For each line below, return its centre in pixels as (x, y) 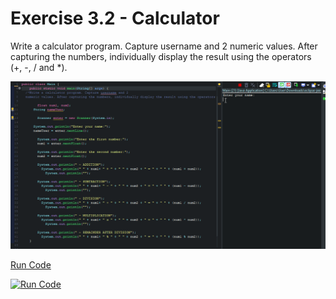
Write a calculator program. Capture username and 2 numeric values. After (164, 46)
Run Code (31, 264)
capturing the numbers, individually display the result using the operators (161, 56)
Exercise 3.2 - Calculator (115, 18)
